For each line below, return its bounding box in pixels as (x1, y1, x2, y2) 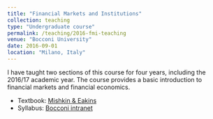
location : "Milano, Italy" (7, 49, 86, 56)
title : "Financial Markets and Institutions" (7, 10, 142, 17)
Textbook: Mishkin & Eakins (17, 96, 97, 104)
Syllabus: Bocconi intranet (17, 104, 93, 112)
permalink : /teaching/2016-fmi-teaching (7, 29, 127, 37)
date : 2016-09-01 (7, 42, 58, 49)
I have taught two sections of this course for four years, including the (7, 68, 206, 77)
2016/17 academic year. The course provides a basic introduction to (7, 75, 203, 84)
